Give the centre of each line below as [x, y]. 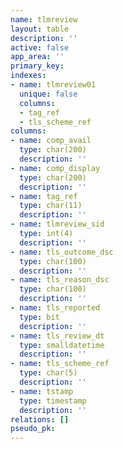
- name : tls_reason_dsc [60, 280]
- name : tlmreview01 [53, 85]
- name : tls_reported [55, 308]
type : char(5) [48, 373]
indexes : [28, 76]
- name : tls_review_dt [57, 336]
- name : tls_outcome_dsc [62, 252]
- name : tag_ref [44, 196]
